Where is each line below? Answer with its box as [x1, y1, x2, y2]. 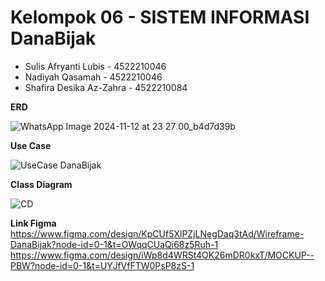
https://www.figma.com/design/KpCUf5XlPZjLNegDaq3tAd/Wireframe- [10, 227, 305, 240]
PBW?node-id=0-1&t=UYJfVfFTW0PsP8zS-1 [10, 259, 195, 271]
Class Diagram [10, 178, 73, 190]
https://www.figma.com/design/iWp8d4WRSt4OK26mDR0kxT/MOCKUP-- [10, 249, 315, 261]
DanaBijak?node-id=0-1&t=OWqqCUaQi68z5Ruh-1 [10, 238, 219, 250]
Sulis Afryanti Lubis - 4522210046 [24, 60, 167, 72]
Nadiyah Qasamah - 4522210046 [24, 71, 163, 83]
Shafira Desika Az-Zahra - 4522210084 [24, 81, 188, 93]
